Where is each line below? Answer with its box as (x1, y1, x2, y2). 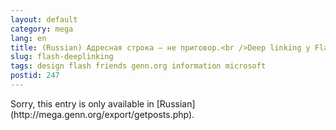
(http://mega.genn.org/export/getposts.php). (10, 108, 195, 120)
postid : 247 (10, 71, 60, 81)
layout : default (10, 14, 78, 25)
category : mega (10, 24, 74, 34)
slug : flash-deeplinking (10, 52, 114, 62)
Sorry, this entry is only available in (10, 97, 155, 110)
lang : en (10, 33, 47, 43)
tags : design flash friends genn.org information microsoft (10, 61, 267, 71)
